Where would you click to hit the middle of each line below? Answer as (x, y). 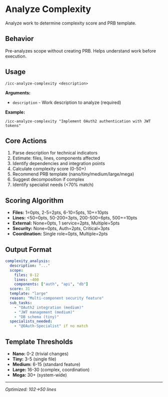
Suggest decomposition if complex (48, 179)
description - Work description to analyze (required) (67, 102)
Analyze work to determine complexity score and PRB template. (71, 23)
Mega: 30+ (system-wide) (40, 375)
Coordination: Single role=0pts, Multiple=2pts (60, 234)
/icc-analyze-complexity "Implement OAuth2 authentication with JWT (78, 121)
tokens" (13, 125)
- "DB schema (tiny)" (36, 317)
